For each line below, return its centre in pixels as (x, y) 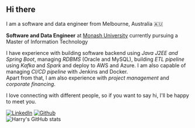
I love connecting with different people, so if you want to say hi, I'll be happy (98, 95)
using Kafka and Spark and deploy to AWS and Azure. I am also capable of (96, 65)
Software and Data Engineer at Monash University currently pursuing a (92, 35)
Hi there (21, 10)
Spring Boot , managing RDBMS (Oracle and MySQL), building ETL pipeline (95, 59)
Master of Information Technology (47, 41)
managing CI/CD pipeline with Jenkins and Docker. (67, 71)
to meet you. (21, 101)
